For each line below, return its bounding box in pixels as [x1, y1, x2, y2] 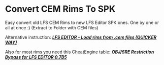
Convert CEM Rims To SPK [5, 3, 116, 15]
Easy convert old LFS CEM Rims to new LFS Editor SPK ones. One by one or [5, 20, 159, 25]
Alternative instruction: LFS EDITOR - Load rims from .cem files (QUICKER [5, 34, 157, 40]
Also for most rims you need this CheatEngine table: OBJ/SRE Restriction [5, 49, 154, 55]
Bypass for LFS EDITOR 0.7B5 [5, 54, 67, 60]
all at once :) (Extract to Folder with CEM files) [5, 24, 98, 30]
